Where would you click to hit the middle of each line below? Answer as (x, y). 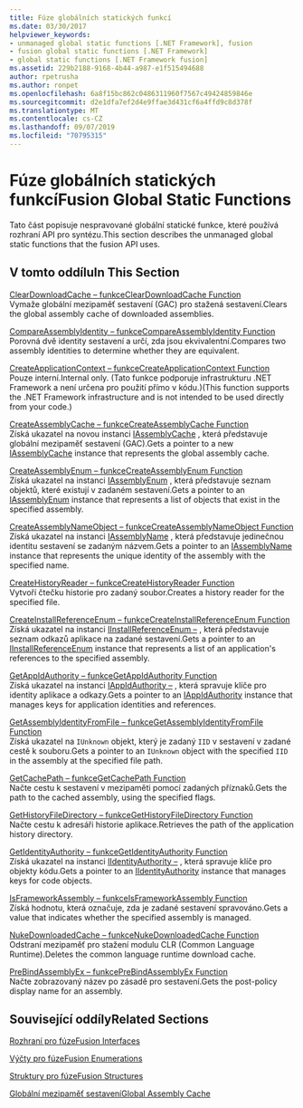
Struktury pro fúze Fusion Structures (76, 1076)
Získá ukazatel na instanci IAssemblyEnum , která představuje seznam (140, 480)
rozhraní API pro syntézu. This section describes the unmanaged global (142, 234)
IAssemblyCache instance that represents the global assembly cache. (139, 453)
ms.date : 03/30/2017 (48, 26)
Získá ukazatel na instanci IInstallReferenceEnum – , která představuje (139, 629)
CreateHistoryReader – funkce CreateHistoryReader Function (122, 583)
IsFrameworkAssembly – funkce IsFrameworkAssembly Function (128, 898)
